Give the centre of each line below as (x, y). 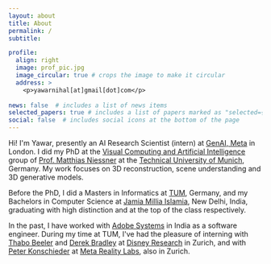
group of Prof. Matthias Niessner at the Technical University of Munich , (126, 160)
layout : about (32, 16)
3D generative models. (46, 177)
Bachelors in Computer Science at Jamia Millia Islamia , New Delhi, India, (128, 201)
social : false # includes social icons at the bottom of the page (124, 120)
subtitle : (25, 38)
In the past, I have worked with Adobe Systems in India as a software (123, 225)
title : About (30, 23)
